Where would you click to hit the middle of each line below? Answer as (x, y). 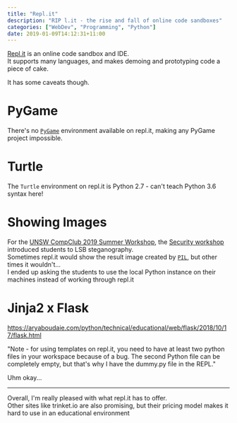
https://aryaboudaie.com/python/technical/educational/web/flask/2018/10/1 (117, 328)
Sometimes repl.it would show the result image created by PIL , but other (112, 257)
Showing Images (57, 222)
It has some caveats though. (48, 83)
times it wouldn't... (34, 265)
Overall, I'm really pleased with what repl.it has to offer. (87, 398)
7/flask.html (25, 335)
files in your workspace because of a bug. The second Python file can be (114, 357)
